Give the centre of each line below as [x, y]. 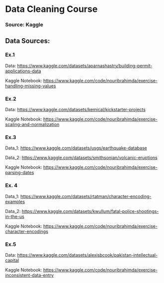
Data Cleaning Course [51, 9]
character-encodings [27, 231]
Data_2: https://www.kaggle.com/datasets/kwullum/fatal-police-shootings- [82, 211]
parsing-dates [20, 173]
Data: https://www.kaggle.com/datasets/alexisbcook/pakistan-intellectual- [82, 255]
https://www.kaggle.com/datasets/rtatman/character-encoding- [86, 196]
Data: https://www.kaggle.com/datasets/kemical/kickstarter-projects [75, 110]
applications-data [23, 71]
